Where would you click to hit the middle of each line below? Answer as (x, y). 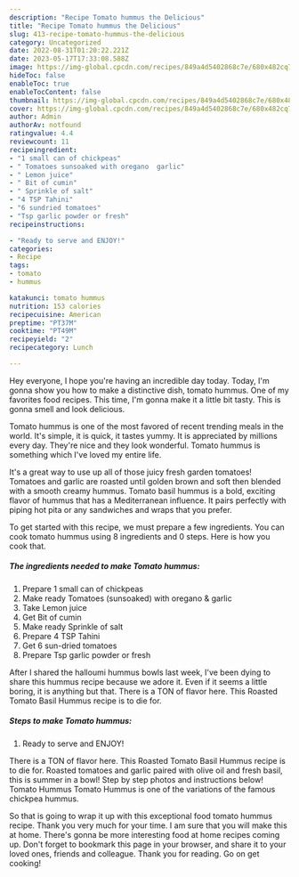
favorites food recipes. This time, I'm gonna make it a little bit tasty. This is (145, 399)
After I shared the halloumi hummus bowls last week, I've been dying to (140, 672)
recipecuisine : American (55, 314)
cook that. (28, 546)
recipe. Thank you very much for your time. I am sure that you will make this (148, 825)
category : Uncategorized (55, 42)
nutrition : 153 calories (55, 306)
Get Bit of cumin (52, 617)
